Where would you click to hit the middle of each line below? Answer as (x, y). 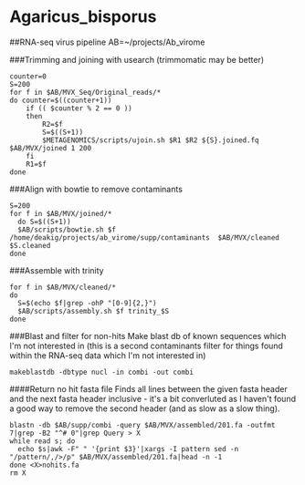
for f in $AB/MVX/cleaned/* (63, 287)
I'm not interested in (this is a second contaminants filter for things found (146, 346)
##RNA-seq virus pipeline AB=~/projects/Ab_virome (107, 42)
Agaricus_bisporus (83, 17)
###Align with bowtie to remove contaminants (96, 189)
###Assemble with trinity (57, 270)
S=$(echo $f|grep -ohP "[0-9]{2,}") (87, 303)
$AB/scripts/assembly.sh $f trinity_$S (94, 311)
